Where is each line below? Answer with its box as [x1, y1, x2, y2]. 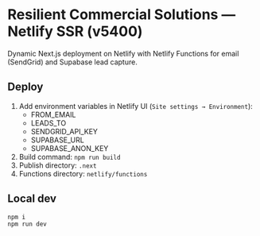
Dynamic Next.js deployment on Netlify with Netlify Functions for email [7, 48, 239, 58]
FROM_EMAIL [30, 110, 76, 119]
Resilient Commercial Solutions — [7, 6, 236, 24]
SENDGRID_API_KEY [30, 126, 99, 136]
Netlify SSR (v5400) [7, 22, 143, 41]
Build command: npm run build [18, 152, 121, 161]
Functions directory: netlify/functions [18, 168, 148, 178]
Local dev [7, 192, 57, 206]
